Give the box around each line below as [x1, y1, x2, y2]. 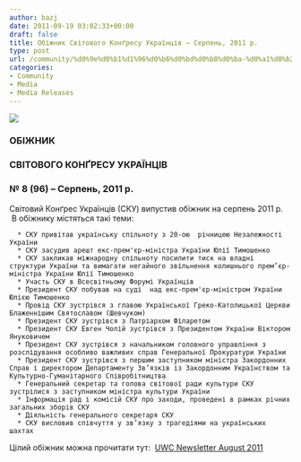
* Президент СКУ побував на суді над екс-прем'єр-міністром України [17, 284, 282, 294]
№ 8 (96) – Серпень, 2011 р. [9, 183, 134, 196]
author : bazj [9, 13, 58, 22]
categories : [9, 64, 54, 73]
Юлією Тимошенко [9, 292, 70, 301]
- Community [9, 72, 54, 81]
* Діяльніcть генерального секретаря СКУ [17, 410, 175, 420]
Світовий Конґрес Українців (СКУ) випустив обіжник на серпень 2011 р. [9, 203, 284, 214]
